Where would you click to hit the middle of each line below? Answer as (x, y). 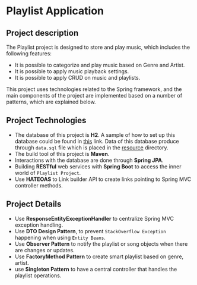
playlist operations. (38, 275)
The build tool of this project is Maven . (62, 154)
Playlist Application (55, 11)
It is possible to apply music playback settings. (72, 71)
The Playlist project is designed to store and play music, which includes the (98, 47)
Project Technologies (46, 120)
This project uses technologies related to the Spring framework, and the (94, 89)
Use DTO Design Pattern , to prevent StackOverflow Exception (90, 231)
